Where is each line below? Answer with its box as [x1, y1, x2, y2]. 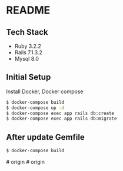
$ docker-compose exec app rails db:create [6, 110, 115, 116]
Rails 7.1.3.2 [14, 49, 42, 56]
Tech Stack [6, 27, 48, 37]
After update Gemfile [6, 132, 85, 142]
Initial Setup [6, 72, 51, 83]
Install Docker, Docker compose [6, 88, 84, 95]
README [6, 4, 51, 17]
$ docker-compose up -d [6, 104, 65, 111]
